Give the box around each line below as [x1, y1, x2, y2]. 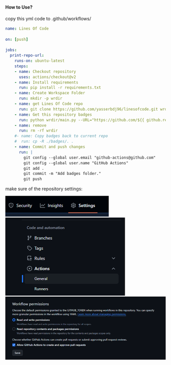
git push [23, 176, 42, 182]
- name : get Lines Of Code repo [14, 101, 83, 107]
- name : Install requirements [14, 80, 79, 85]
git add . [23, 166, 44, 171]
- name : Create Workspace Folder [14, 91, 85, 96]
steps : [14, 63, 28, 69]
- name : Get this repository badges [14, 112, 93, 117]
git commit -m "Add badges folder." [23, 171, 101, 176]
